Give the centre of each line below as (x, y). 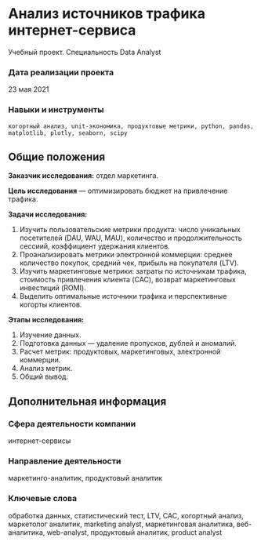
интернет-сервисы (40, 441)
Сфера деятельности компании (72, 423)
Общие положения (57, 156)
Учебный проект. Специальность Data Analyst (85, 52)
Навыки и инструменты (56, 110)
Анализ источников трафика (107, 14)
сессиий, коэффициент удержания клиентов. (94, 246)
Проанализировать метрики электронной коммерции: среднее (126, 255)
